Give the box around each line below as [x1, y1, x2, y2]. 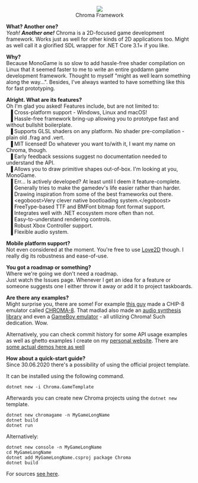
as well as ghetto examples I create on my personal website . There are [6, 337, 179, 344]
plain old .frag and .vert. [6, 134, 65, 141]
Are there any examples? [6, 294, 69, 301]
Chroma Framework [75, 12, 124, 18]
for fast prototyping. [6, 85, 55, 92]
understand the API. [6, 159, 55, 166]
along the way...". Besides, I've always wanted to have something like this [6, 79, 185, 85]
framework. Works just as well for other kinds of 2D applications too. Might [6, 36, 189, 43]
